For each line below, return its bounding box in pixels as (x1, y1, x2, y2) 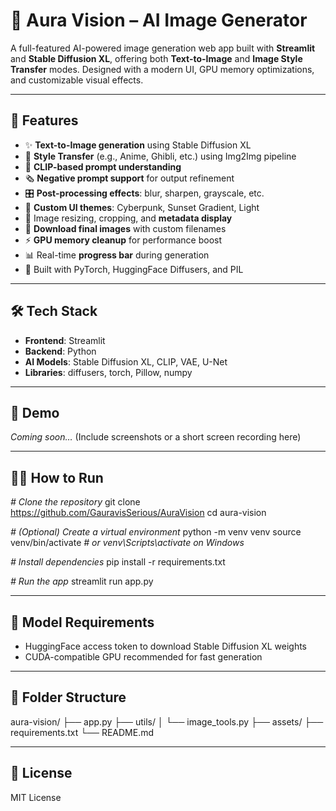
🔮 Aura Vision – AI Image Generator (10, 9, 308, 32)
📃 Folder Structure (10, 689, 127, 706)
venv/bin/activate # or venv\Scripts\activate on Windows (10, 537, 245, 549)
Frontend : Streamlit (24, 334, 106, 346)
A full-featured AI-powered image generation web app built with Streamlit (10, 42, 316, 54)
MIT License (10, 791, 62, 803)
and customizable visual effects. (10, 74, 144, 86)
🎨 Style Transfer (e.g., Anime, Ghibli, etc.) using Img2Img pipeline (24, 150, 297, 162)
